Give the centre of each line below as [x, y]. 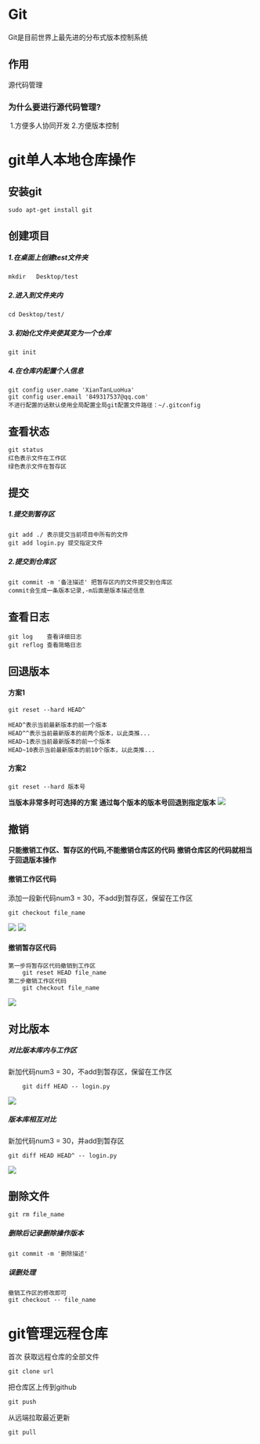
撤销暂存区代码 [32, 947]
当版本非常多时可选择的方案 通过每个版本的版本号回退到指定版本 [112, 803]
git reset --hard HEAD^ [47, 709]
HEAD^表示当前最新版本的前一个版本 [58, 725]
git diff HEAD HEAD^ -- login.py [63, 1155]
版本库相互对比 [32, 1119]
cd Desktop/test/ [36, 315]
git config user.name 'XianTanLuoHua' [71, 390]
